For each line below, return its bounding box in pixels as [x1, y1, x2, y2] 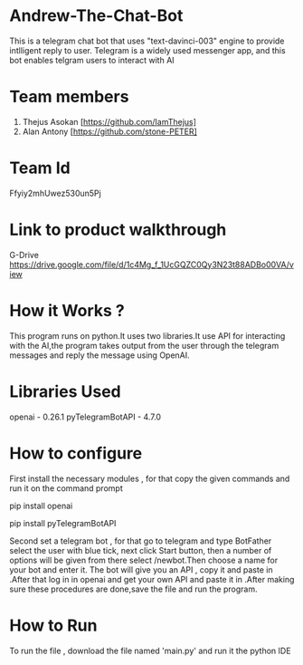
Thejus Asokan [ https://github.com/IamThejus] [22, 116, 197, 127]
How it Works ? [9, 300, 125, 321]
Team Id [9, 158, 71, 178]
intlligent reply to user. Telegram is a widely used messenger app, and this [9, 44, 287, 55]
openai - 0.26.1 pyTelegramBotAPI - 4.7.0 [9, 411, 161, 422]
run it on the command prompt [9, 482, 124, 494]
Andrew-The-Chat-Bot [9, 5, 184, 26]
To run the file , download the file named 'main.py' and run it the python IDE [9, 645, 291, 656]
